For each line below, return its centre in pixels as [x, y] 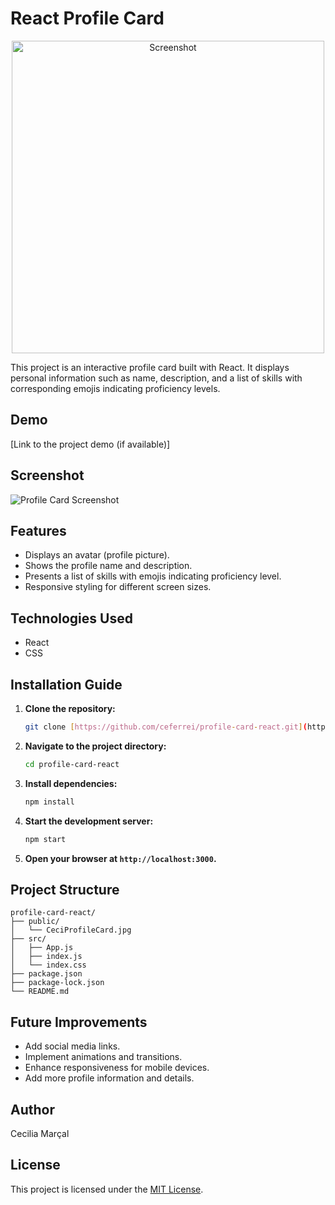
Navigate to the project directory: [95, 746]
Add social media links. [72, 1046]
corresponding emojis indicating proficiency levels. [115, 388]
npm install [49, 802]
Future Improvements [79, 1022]
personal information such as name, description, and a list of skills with [156, 378]
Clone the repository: [70, 708]
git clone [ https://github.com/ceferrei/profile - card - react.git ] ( [166, 727]
